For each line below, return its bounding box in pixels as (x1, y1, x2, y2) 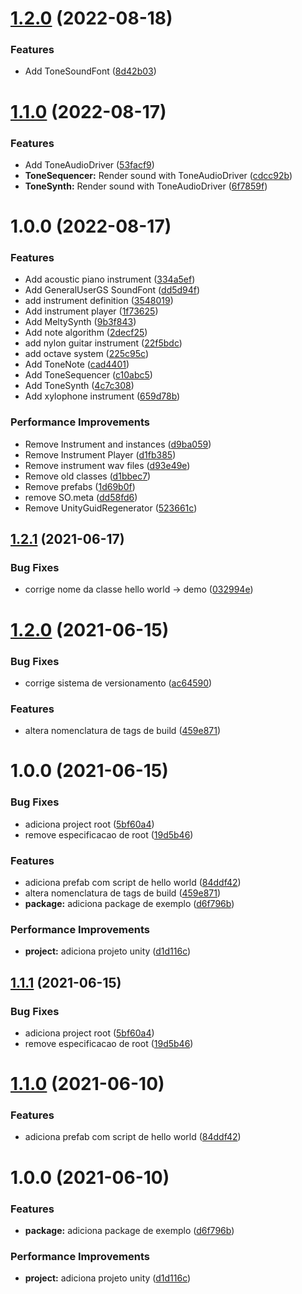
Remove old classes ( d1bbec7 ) (24, 470, 152, 482)
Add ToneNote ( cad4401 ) (24, 358, 130, 371)
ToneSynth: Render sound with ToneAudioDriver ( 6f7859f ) (24, 180, 268, 192)
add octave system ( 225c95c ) (24, 348, 150, 360)
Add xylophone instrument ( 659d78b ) (24, 390, 181, 402)
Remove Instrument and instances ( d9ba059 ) (24, 438, 212, 450)
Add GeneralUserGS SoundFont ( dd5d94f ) (24, 284, 201, 296)
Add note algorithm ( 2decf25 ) (24, 327, 148, 339)
